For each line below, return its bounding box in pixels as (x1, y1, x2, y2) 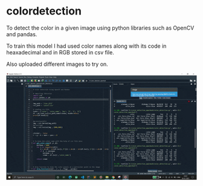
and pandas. (6, 30, 37, 37)
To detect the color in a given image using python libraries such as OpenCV (6, 24, 195, 31)
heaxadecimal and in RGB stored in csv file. (6, 48, 115, 56)
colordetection (6, 4, 82, 18)
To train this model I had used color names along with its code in (6, 42, 167, 50)
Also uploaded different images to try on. (6, 60, 109, 68)
